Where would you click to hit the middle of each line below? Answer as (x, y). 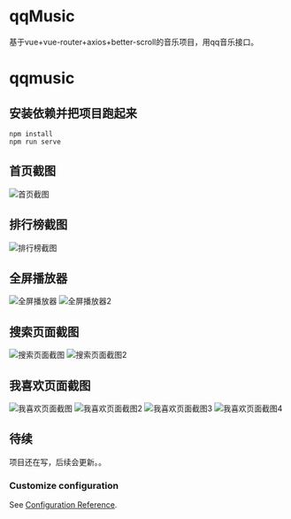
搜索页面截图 (44, 332)
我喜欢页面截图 (50, 386)
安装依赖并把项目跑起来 (73, 113)
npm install (31, 134)
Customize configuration (64, 485)
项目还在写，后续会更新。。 (57, 461)
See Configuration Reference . (63, 505)
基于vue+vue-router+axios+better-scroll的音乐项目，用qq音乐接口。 (134, 42)
